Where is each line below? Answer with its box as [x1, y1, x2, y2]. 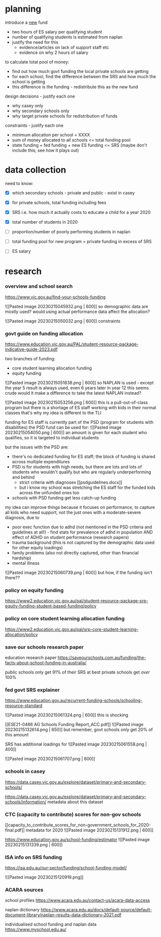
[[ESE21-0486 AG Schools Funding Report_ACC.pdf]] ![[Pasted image [5, 722, 144, 728]
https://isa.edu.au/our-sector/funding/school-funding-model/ [5, 865, 127, 871]
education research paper [5, 655, 57, 660]
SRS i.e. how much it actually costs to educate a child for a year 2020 [12, 209, 151, 215]
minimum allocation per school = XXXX [12, 132, 90, 138]
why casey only [12, 103, 44, 108]
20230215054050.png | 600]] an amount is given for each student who [5, 430, 147, 435]
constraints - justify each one [5, 122, 64, 128]
